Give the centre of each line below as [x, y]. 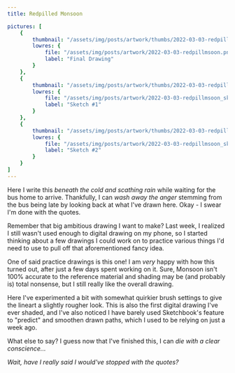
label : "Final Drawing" [79, 59]
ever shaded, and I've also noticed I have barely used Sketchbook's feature [116, 312]
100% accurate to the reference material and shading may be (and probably [116, 276]
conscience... [27, 348]
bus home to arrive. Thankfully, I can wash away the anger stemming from [115, 197]
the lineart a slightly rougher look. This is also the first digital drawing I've [113, 305]
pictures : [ [24, 26]
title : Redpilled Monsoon [45, 14]
